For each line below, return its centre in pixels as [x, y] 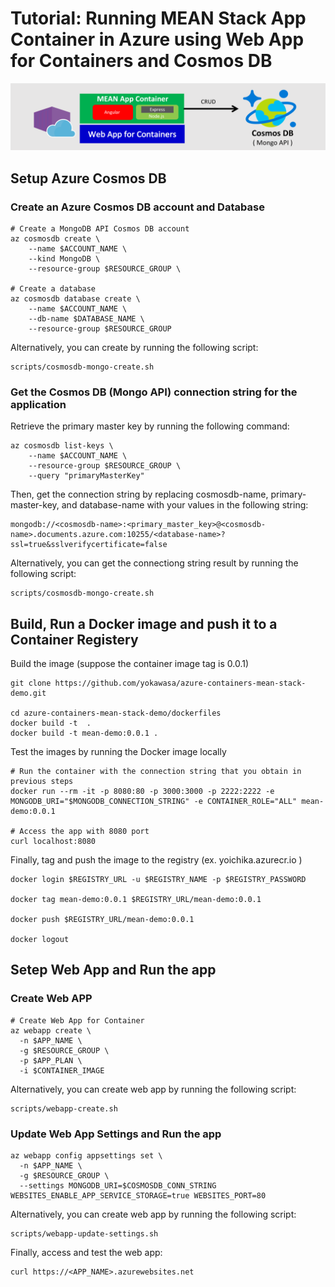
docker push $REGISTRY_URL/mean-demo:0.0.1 [102, 920]
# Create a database [53, 288]
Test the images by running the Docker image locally [118, 752]
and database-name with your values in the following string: [185, 505]
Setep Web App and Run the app [113, 970]
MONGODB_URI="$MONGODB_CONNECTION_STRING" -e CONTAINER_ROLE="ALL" [154, 802]
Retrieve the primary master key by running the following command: [150, 426]
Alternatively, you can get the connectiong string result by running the [154, 563]
